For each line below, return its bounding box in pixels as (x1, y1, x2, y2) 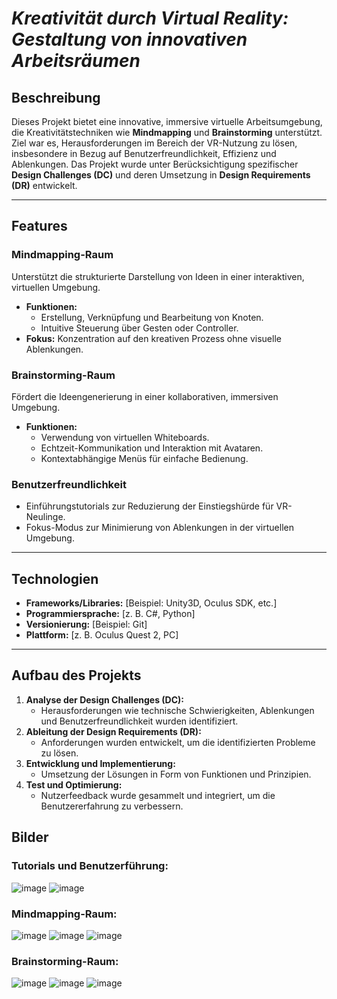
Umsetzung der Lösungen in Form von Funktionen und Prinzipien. (40, 768, 312, 780)
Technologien (11, 570, 99, 587)
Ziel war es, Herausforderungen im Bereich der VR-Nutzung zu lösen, (11, 137, 298, 149)
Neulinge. (25, 511, 66, 523)
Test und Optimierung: (25, 778, 123, 791)
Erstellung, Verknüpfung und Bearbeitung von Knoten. (40, 311, 264, 323)
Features (11, 218, 68, 235)
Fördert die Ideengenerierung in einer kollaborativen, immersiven (11, 390, 279, 402)
